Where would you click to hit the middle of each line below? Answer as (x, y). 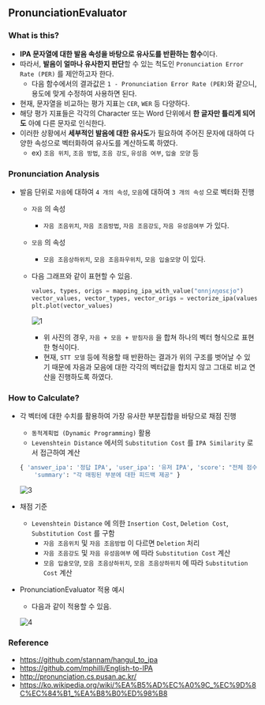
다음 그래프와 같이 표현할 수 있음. (82, 275)
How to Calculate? (44, 397)
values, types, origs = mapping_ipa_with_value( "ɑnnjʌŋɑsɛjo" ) (138, 291)
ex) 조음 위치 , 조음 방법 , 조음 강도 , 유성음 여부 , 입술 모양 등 (115, 153)
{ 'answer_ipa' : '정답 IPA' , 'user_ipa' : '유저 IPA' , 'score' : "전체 (131, 467)
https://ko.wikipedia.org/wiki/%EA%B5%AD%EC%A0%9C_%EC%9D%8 (138, 684)
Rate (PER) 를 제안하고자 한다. (67, 74)
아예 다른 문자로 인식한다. (67, 123)
